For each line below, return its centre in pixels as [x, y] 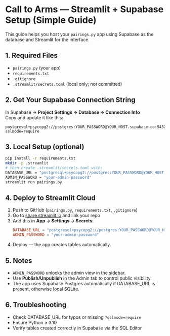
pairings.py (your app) [37, 68]
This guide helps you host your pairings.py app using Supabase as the [79, 34]
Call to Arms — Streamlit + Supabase [84, 9]
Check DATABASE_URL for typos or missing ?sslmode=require [77, 317]
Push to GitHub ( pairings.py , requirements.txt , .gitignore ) [75, 210]
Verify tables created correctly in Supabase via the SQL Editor [77, 328]
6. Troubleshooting [36, 305]
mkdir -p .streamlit [27, 163]
